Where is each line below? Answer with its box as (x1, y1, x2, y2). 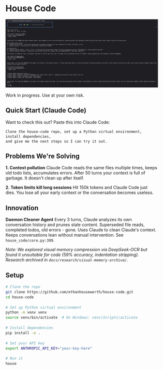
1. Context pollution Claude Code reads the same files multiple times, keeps (5, 165, 158, 171)
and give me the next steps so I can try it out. (5, 139, 108, 144)
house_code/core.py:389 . (5, 237, 55, 243)
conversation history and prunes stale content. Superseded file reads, (5, 222, 145, 228)
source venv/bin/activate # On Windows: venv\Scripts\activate (5, 315, 138, 320)
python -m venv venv (5, 310, 47, 315)
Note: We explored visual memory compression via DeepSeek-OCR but (5, 247, 148, 253)
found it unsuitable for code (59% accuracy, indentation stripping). (5, 252, 139, 257)
